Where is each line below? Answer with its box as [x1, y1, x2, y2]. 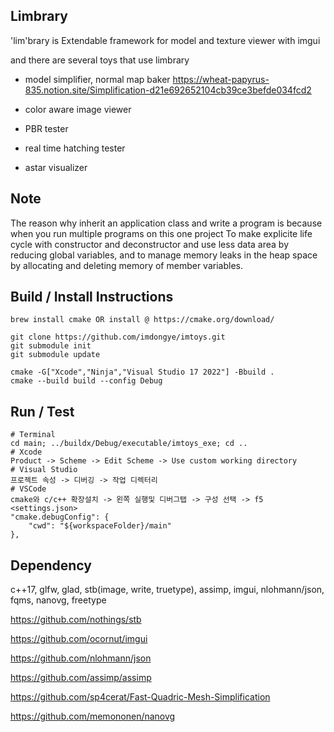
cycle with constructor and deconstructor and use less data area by [10, 238, 290, 250]
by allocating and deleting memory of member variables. [10, 259, 243, 271]
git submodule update [10, 350, 101, 360]
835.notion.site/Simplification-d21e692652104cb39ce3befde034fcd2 [24, 84, 312, 96]
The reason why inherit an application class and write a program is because [10, 217, 323, 229]
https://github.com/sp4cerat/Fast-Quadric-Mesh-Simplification [10, 691, 271, 703]
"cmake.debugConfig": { [10, 512, 110, 523]
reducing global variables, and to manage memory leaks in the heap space [10, 249, 318, 261]
